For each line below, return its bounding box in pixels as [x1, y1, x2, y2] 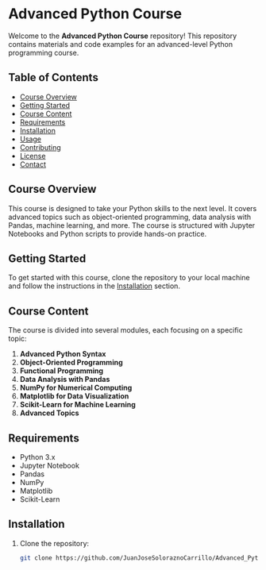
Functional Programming [19, 366, 104, 376]
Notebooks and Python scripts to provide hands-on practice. [8, 229, 207, 238]
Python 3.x [19, 453, 56, 461]
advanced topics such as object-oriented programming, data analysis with [8, 212, 252, 221]
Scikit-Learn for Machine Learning [19, 400, 137, 410]
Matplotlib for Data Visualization [19, 391, 129, 401]
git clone [19, 553, 53, 562]
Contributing [19, 142, 61, 152]
